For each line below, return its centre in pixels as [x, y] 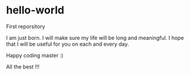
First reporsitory [26, 26]
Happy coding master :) [35, 55]
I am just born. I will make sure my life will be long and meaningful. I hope [95, 37]
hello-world [35, 10]
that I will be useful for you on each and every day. [68, 44]
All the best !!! [23, 67]
